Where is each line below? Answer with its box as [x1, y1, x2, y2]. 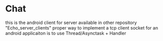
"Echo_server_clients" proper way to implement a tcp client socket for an [5, 24, 158, 30]
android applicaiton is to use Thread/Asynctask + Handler [5, 30, 126, 36]
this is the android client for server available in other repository [5, 19, 137, 25]
